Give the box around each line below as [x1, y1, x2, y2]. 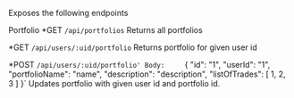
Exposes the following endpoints [8, 8, 129, 18]
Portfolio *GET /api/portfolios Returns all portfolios [8, 25, 203, 35]
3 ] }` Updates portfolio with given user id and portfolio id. [8, 78, 221, 88]
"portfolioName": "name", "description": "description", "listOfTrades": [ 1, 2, [8, 69, 287, 79]
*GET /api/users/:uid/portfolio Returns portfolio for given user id [8, 42, 258, 53]
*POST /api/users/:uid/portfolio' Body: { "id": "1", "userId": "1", [8, 60, 271, 69]
